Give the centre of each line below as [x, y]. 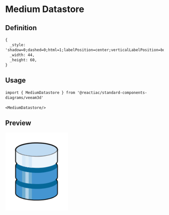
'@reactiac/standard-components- [112, 92]
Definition [21, 28]
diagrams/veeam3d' [24, 97]
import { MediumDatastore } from [40, 92]
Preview [18, 123]
